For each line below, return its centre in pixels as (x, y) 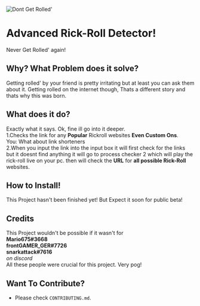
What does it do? (38, 114)
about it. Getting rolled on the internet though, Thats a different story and (96, 89)
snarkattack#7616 (29, 252)
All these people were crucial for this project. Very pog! (74, 265)
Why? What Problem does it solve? (73, 69)
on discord (19, 258)
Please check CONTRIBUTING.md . (53, 298)
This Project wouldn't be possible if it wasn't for (65, 233)
